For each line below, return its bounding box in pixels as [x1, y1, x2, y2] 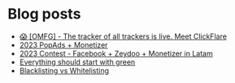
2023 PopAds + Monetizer [19, 39, 108, 49]
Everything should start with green [19, 57, 136, 67]
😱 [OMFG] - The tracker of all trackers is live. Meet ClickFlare [19, 31, 227, 41]
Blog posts [7, 5, 81, 23]
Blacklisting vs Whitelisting [19, 65, 110, 75]
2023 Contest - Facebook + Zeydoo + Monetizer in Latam [19, 48, 213, 58]
